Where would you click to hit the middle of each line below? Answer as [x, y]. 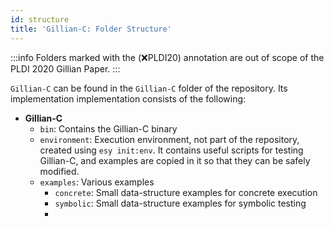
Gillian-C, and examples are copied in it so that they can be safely [175, 160]
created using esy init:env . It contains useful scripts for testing [171, 150]
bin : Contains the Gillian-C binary [108, 128]
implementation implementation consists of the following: [128, 98]
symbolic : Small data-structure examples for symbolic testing [180, 203]
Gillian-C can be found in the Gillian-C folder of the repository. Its [149, 88]
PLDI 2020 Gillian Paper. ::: [65, 68]
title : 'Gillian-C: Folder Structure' [91, 29]
